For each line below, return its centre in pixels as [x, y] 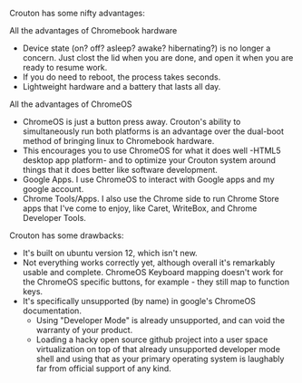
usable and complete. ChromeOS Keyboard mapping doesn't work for [153, 272]
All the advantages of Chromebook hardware [93, 30]
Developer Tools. [54, 218]
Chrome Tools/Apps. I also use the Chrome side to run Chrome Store [151, 199]
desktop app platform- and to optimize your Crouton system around [149, 160]
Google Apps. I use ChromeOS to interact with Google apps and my [148, 179]
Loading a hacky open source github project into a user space [152, 340]
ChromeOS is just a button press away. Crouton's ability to [132, 122]
